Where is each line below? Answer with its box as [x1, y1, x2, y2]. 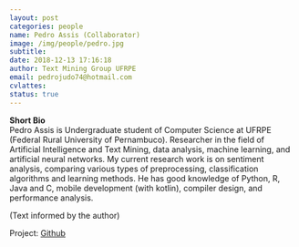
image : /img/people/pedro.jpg [9, 38, 125, 48]
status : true [9, 89, 59, 98]
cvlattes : [9, 81, 47, 90]
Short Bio [9, 115, 46, 126]
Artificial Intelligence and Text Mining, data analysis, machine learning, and [9, 143, 291, 155]
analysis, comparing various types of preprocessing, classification [9, 163, 259, 174]
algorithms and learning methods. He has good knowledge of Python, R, [9, 172, 281, 183]
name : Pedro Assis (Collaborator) [9, 30, 141, 39]
